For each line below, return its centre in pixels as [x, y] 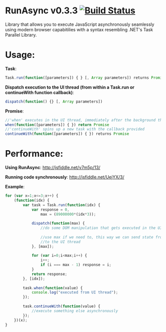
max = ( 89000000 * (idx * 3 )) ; [68, 214]
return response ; [49, 274]
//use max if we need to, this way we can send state [97, 237]
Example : [15, 187]
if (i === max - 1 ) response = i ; [76, 265]
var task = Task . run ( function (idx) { [62, 205]
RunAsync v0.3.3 [41, 11]
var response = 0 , [50, 210]
